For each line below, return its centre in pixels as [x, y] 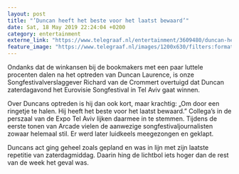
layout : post [27, 14]
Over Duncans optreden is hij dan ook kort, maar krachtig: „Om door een [113, 103]
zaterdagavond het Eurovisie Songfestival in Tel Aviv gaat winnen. [104, 90]
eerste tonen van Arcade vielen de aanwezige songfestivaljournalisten [110, 126]
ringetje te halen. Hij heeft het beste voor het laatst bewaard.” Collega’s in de [119, 111]
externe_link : [28, 40]
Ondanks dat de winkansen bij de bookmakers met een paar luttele [105, 67]
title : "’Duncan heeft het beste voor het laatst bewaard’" [99, 21]
